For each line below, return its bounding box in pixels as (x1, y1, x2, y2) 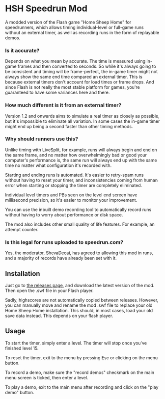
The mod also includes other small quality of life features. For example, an (5, 221, 155, 227)
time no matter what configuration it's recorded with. (5, 162, 112, 168)
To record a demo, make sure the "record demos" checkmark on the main (5, 369, 155, 375)
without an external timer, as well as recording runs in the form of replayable (5, 29, 160, 35)
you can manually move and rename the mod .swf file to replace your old (5, 302, 153, 308)
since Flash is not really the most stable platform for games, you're (5, 84, 140, 90)
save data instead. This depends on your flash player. (5, 313, 113, 319)
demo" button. (5, 389, 34, 395)
